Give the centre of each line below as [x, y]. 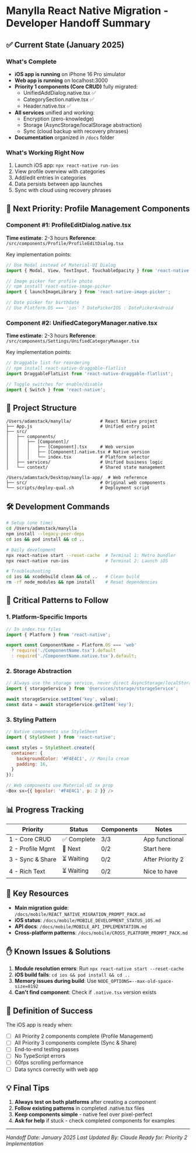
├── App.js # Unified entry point [81, 426]
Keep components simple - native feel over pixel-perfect [83, 1114]
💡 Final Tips [28, 1088]
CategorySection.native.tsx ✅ [59, 99]
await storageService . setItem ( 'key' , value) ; [62, 699]
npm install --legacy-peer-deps [45, 534]
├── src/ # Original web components [86, 483]
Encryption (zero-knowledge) [59, 119]
